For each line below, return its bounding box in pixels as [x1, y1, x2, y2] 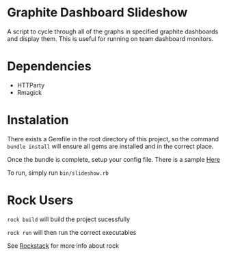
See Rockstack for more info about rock [7, 241, 120, 250]
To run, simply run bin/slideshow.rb [7, 169, 109, 177]
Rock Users [7, 193, 74, 208]
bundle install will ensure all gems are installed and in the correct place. [7, 142, 214, 150]
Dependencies [7, 59, 92, 74]
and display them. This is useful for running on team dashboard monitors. [7, 34, 214, 42]
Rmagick [16, 88, 42, 96]
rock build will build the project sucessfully [7, 215, 131, 223]
